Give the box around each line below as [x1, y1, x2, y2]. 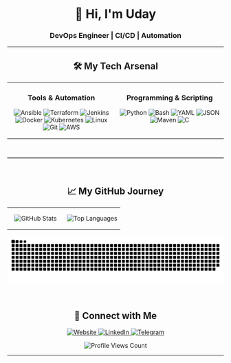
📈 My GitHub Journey [67, 185, 164, 197]
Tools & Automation [27, 93, 96, 102]
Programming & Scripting [126, 93, 213, 102]
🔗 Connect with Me [74, 309, 157, 322]
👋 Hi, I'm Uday [74, 6, 157, 22]
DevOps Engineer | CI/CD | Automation [49, 31, 182, 41]
